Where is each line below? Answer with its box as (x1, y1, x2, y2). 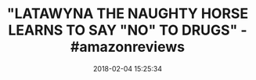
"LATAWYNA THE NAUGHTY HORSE (6, 5, 249, 23)
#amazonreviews (70, 38, 186, 56)
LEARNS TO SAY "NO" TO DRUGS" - (7, 21, 248, 39)
